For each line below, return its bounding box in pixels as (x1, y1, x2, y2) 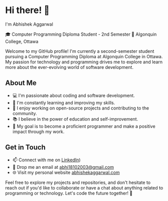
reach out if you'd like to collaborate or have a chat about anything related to (5, 184, 163, 190)
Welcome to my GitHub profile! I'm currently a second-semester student (5, 48, 154, 54)
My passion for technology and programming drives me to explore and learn (5, 59, 163, 65)
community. (12, 110, 37, 116)
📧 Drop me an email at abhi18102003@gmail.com (12, 164, 114, 170)
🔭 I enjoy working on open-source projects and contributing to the (12, 105, 149, 111)
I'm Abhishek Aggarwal (5, 21, 54, 27)
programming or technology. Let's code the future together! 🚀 (5, 190, 133, 196)
